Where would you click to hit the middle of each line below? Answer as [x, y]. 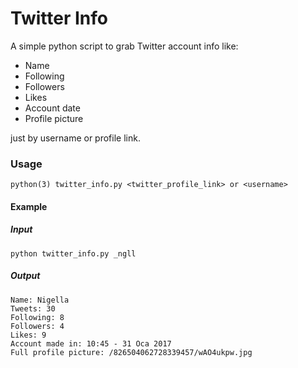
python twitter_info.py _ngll [73, 253]
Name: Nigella [40, 300]
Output [25, 276]
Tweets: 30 [33, 308]
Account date [52, 108]
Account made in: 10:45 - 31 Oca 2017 [91, 343]
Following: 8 [37, 317]
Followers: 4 [37, 326]
